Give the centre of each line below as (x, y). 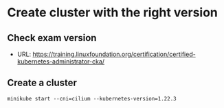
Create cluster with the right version (112, 13)
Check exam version (52, 38)
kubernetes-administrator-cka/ (61, 62)
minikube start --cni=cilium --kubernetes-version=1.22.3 (92, 98)
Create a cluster (42, 83)
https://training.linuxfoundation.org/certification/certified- (114, 54)
